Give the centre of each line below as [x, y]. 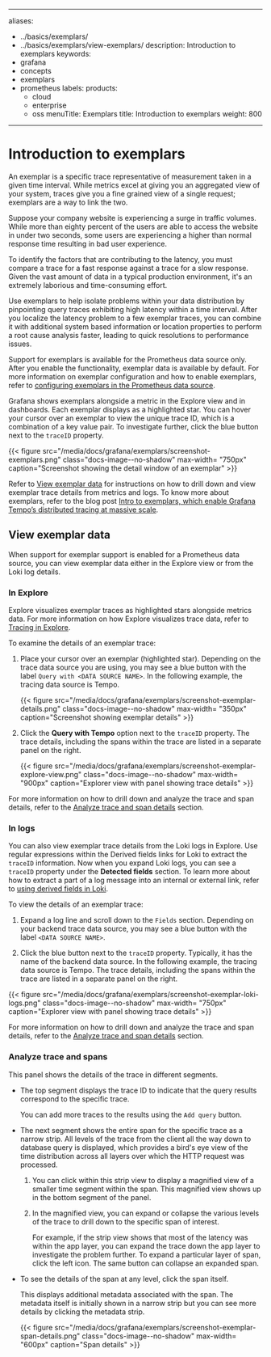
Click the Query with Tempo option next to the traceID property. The [135, 733]
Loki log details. [35, 572]
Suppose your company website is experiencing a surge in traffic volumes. [132, 218]
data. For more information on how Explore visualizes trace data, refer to [129, 619]
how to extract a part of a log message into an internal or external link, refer [134, 880]
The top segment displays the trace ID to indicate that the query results [138, 1090]
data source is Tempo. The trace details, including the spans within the [138, 970]
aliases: [21, 21]
